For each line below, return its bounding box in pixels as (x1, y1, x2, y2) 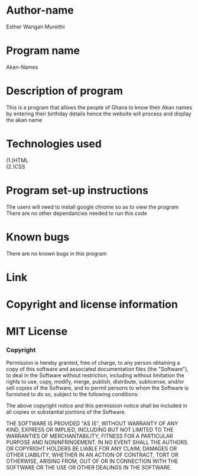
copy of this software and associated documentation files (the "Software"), (6, 365, 189, 373)
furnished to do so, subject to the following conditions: (6, 391, 139, 398)
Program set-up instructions (6, 184, 149, 197)
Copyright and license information (6, 298, 178, 311)
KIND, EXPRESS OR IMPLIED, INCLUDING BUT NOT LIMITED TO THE (6, 426, 174, 433)
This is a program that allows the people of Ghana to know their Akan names (6, 104, 192, 111)
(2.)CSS (6, 163, 25, 170)
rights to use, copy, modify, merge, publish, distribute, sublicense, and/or (6, 378, 184, 385)
